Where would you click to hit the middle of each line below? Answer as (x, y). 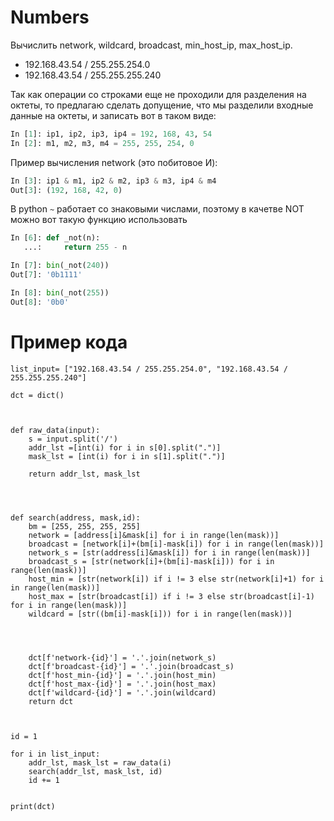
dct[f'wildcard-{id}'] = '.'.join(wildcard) (122, 692)
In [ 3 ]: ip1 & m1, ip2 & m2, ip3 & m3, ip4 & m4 (113, 181)
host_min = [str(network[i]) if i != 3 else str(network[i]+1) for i (176, 579)
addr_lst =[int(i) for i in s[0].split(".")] (125, 447)
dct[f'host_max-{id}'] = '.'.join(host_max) (122, 684)
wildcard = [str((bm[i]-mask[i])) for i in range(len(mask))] (160, 614)
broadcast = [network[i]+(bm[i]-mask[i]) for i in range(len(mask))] (176, 544)
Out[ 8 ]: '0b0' (40, 302)
